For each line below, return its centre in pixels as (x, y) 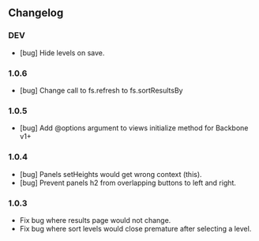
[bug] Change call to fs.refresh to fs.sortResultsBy (101, 90)
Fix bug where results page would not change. (95, 220)
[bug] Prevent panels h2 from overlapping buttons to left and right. (128, 183)
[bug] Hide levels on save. (62, 53)
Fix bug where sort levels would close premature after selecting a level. (135, 228)
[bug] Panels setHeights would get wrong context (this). (111, 174)
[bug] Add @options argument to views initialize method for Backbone (134, 128)
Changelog (36, 13)
